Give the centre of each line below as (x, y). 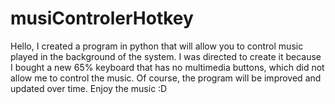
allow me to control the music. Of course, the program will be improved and (166, 78)
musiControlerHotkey (102, 18)
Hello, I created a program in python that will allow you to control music (157, 46)
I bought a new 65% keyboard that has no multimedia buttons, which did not (167, 67)
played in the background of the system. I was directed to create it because (166, 56)
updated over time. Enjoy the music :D (89, 88)
